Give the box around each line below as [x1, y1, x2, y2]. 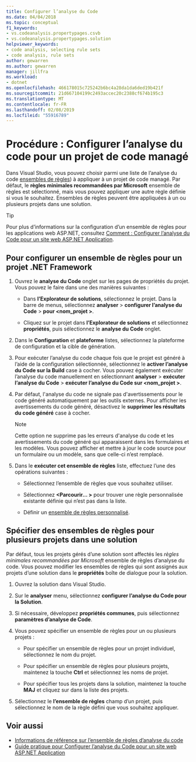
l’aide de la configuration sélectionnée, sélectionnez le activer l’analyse [14, 360, 188, 367]
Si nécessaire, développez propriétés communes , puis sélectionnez [14, 609, 180, 616]
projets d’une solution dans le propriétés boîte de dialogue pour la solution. [6, 569, 188, 576]
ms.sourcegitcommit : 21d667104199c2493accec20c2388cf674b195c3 [6, 90, 164, 96]
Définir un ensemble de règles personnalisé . [23, 509, 130, 515]
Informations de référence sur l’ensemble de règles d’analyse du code [14, 736, 183, 743]
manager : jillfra [6, 69, 49, 75]
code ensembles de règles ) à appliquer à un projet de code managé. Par [6, 176, 181, 183]
